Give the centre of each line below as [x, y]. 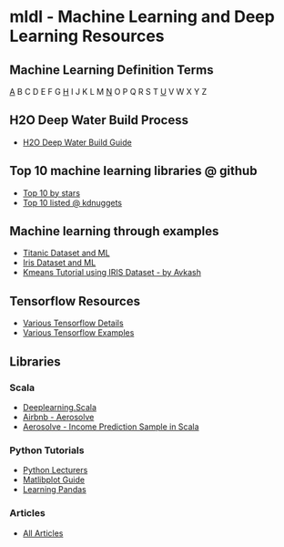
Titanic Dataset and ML [66, 253]
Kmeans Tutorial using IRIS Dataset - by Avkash [112, 273]
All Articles [43, 533]
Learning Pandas [54, 490]
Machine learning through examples [114, 231]
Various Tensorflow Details [73, 323]
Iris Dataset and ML [59, 263]
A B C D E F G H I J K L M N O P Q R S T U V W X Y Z [108, 92]
